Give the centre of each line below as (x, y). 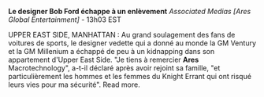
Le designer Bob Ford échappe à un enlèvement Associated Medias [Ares (130, 11)
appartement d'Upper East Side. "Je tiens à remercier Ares (104, 59)
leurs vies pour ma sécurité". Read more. (74, 84)
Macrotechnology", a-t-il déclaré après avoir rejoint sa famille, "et (114, 68)
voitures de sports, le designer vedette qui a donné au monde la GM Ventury (132, 43)
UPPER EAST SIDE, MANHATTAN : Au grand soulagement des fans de (122, 35)
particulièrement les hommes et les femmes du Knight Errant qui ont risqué (130, 76)
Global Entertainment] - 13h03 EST (65, 20)
